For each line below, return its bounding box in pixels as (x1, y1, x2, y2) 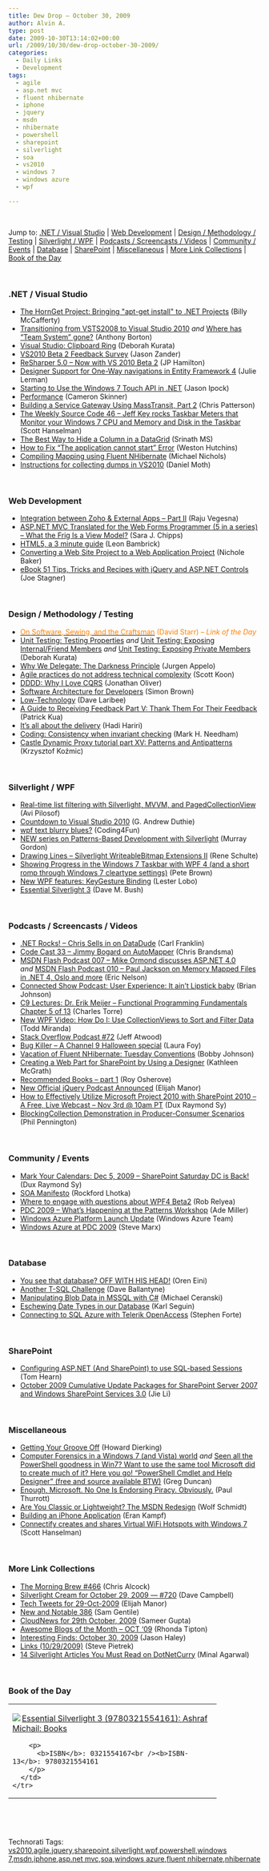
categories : (8, 49, 48, 57)
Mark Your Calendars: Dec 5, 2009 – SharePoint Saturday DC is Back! (19, 1171, 250, 1181)
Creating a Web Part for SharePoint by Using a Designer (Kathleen (19, 1058, 239, 1068)
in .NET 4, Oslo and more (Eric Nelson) (19, 972, 148, 982)
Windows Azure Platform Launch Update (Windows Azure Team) (19, 1213, 234, 1223)
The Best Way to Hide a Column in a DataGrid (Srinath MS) (19, 434, 214, 445)
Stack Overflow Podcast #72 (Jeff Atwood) (19, 1032, 163, 1042)
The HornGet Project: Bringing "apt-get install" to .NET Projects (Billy (19, 307, 247, 316)
